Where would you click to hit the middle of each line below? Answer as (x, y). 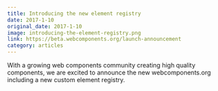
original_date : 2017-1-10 (44, 26)
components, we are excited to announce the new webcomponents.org (109, 72)
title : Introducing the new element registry (74, 13)
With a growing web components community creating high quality (101, 65)
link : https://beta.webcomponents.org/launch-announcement (94, 39)
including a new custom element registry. (66, 80)
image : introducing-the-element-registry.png (74, 33)
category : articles (35, 45)
